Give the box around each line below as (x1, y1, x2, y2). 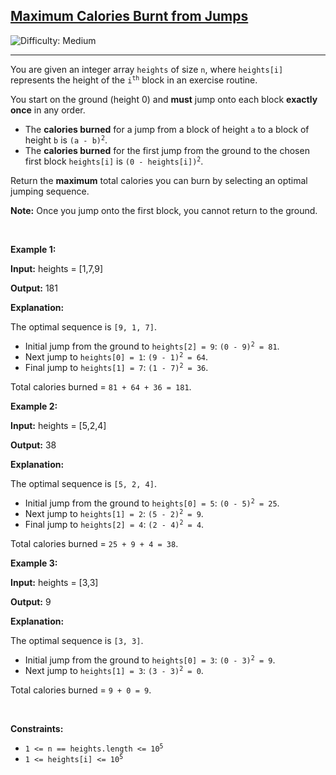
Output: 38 (10, 439, 57, 451)
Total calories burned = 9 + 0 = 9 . (10, 684, 152, 696)
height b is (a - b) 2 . (24, 134, 108, 146)
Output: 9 (10, 595, 52, 608)
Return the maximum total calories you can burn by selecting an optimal (10, 174, 308, 186)
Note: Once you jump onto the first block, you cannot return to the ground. (10, 204, 318, 216)
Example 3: (10, 557, 58, 569)
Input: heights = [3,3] (10, 576, 99, 588)
